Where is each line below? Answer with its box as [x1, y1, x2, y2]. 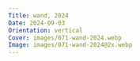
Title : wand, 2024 [8, 11, 69, 20]
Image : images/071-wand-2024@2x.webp [8, 41, 133, 49]
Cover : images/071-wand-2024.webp [8, 33, 123, 42]
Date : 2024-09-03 [8, 19, 66, 27]
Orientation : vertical [8, 26, 83, 34]
